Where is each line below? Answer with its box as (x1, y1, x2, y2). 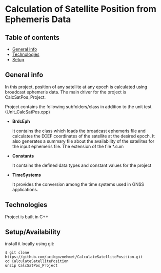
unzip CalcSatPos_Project (5, 263, 58, 268)
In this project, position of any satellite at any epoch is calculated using (5, 84, 147, 90)
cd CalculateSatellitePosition (5, 259, 69, 264)
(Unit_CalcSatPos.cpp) (5, 109, 50, 114)
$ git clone (5, 250, 29, 255)
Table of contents (5, 33, 60, 42)
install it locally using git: (5, 241, 55, 247)
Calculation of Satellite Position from (5, 3, 157, 15)
